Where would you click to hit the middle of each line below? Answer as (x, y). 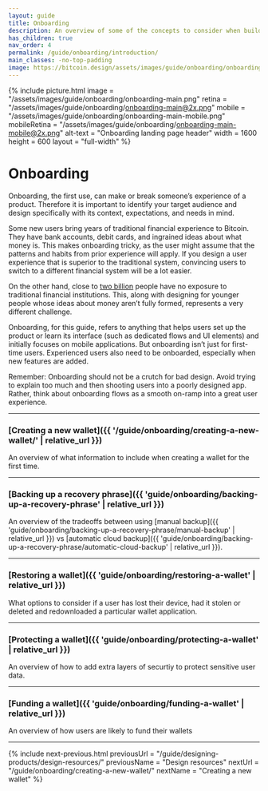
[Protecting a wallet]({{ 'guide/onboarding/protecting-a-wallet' (134, 639)
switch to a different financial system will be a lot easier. (100, 270)
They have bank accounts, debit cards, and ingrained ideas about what (125, 237)
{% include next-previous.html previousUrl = (82, 754)
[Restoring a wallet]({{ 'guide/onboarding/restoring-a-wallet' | (132, 575)
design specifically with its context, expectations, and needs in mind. (122, 213)
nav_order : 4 (30, 46)
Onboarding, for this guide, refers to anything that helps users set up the (127, 327)
